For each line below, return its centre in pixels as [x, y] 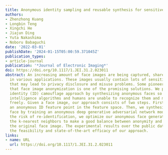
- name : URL [17, 140]
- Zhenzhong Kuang [24, 19]
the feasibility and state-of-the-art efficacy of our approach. [79, 130]
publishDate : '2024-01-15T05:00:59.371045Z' [52, 51]
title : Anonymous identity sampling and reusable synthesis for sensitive [85, 10]
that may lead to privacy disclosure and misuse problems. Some [78, 84]
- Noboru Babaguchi [25, 42]
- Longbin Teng [21, 24]
